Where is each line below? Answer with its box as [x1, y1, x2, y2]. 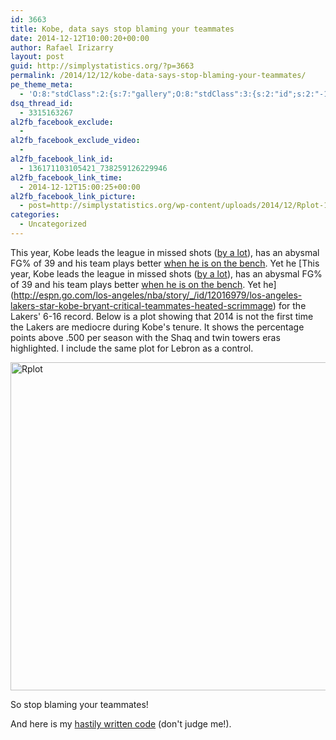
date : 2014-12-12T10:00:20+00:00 [10, 33, 150, 43]
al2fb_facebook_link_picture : [10, 191, 137, 201]
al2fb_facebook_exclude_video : [10, 136, 141, 146]
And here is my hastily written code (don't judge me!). [10, 717, 232, 730]
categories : [10, 210, 60, 220]
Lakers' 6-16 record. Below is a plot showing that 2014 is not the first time [10, 310, 314, 322]
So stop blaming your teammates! [10, 698, 149, 710]
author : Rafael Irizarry [10, 42, 114, 53]
